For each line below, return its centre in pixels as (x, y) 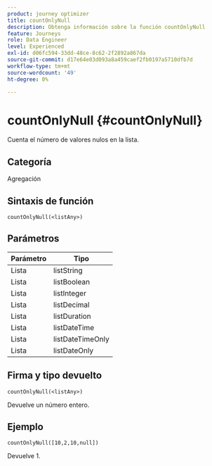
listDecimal (71, 305)
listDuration (72, 316)
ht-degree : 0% (28, 79)
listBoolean (71, 282)
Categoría (29, 162)
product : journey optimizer (48, 14)
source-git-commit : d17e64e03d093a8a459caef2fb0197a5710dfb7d (100, 60)
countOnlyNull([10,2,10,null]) (53, 443)
